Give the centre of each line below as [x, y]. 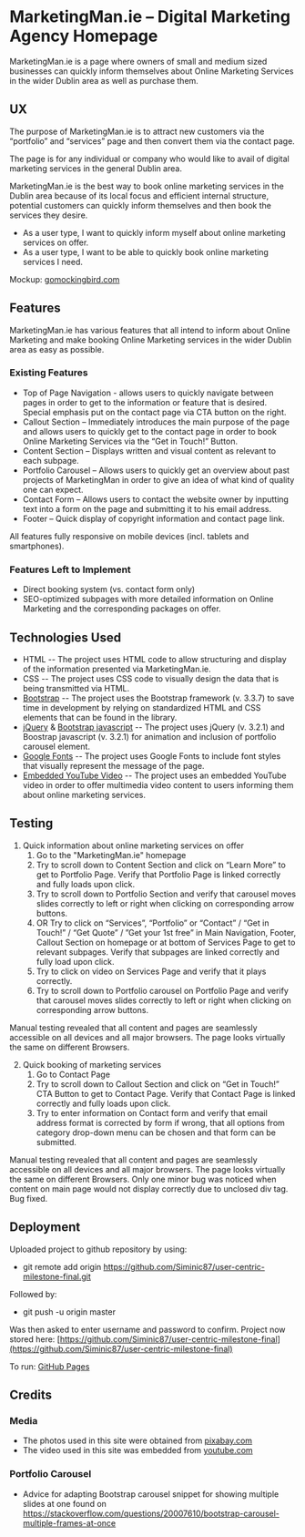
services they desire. [49, 215]
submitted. [56, 1142]
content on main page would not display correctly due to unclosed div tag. [149, 1189]
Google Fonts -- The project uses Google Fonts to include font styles [152, 756]
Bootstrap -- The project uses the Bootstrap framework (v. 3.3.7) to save [158, 698]
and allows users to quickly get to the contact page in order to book [150, 431]
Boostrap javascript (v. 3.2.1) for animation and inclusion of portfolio [149, 736]
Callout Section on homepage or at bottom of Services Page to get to [166, 942]
